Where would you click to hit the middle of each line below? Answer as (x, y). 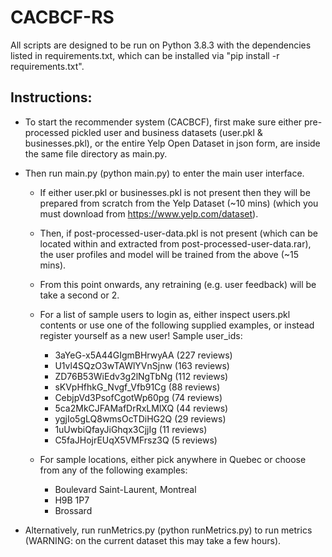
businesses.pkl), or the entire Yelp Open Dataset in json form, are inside (172, 143)
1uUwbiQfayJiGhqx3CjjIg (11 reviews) (131, 429)
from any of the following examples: (113, 470)
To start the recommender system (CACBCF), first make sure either (163, 122)
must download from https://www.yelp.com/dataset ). (149, 213)
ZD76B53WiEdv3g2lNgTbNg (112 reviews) (141, 376)
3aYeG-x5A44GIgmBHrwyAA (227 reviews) (143, 355)
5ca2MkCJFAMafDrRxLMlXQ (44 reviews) (141, 408)
